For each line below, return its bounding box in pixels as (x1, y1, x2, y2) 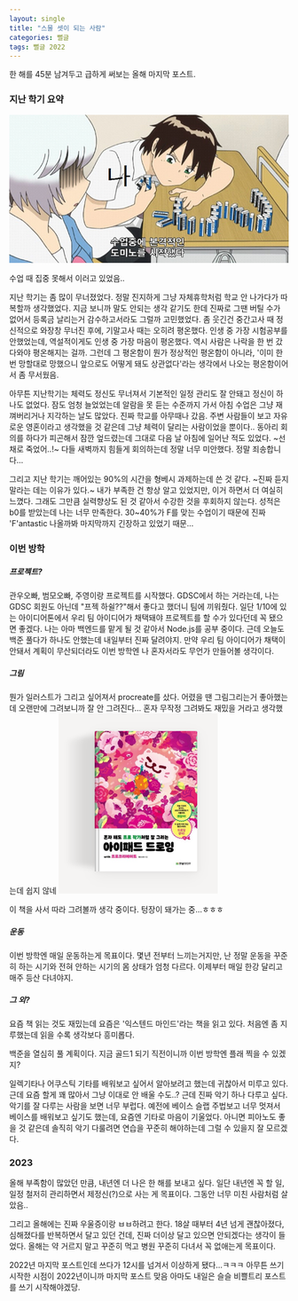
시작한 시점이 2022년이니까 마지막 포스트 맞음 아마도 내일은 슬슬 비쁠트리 (9, 1271, 263, 1281)
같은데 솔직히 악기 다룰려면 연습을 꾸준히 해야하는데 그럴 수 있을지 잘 (27, 1123, 264, 1133)
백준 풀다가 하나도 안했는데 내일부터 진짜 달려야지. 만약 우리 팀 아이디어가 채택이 (9, 635, 286, 645)
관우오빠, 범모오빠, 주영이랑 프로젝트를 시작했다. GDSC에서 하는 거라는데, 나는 (9, 590, 279, 601)
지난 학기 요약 (9, 93, 65, 106)
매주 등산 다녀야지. (9, 972, 74, 982)
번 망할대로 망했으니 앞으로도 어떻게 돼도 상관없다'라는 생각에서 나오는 (9, 359, 251, 369)
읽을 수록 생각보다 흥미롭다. (39, 1029, 135, 1040)
